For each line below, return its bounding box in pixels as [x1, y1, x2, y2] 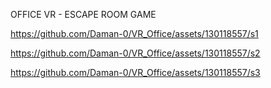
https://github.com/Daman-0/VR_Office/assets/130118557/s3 [10, 67, 261, 78]
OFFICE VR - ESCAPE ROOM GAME [10, 9, 157, 20]
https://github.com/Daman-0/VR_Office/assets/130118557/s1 [10, 28, 259, 39]
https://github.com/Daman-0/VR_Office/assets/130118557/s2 [10, 47, 261, 59]
